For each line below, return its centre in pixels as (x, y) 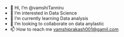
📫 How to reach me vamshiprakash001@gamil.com (64, 29)
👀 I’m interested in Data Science (43, 13)
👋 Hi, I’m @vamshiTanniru (37, 8)
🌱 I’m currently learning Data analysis (49, 18)
